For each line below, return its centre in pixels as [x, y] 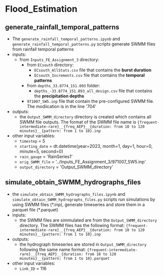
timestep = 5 [32, 141]
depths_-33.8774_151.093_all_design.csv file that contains [93, 91]
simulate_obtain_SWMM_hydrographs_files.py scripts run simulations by [84, 199]
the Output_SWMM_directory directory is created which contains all [85, 117]
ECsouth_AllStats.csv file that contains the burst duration [93, 70]
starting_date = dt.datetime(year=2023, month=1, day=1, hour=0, [86, 146]
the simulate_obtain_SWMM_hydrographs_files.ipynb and [69, 194]
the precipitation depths [59, 96]
